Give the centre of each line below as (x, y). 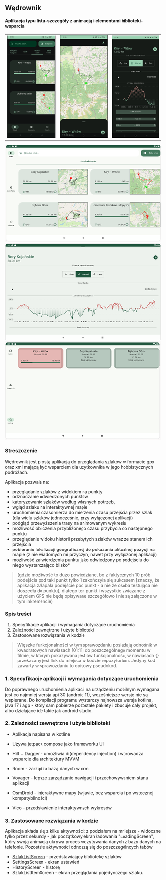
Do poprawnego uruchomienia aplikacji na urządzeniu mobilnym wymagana (82, 689)
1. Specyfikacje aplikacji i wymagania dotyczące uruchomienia (82, 678)
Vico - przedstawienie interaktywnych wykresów (62, 808)
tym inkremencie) (35, 601)
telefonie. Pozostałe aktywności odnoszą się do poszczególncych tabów (79, 847)
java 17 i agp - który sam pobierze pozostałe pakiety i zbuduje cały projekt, (81, 705)
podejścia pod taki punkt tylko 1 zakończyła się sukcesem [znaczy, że (88, 580)
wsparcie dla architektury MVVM (46, 759)
